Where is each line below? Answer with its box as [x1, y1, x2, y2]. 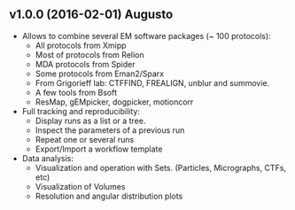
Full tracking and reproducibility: [21, 105, 140, 116]
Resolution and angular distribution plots [35, 191, 183, 201]
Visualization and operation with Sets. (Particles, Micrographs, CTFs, [35, 162, 286, 173]
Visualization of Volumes [35, 181, 126, 191]
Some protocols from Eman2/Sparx [35, 68, 165, 79]
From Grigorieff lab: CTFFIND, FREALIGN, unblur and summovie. [35, 77, 270, 88]
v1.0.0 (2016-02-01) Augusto [9, 7, 174, 22]
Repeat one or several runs [35, 134, 135, 144]
